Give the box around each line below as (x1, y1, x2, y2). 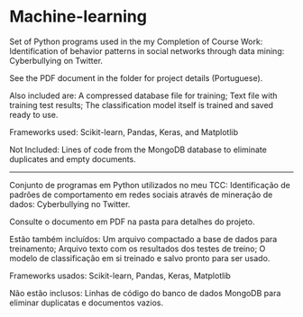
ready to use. (9, 109, 59, 120)
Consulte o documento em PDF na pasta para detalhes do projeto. (9, 216, 255, 227)
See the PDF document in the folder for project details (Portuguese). (9, 72, 263, 83)
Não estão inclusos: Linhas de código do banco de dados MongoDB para (9, 287, 281, 298)
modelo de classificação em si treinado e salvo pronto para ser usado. (9, 252, 271, 263)
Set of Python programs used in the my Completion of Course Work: (9, 36, 263, 47)
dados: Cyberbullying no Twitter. (9, 198, 131, 209)
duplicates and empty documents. (9, 153, 137, 164)
